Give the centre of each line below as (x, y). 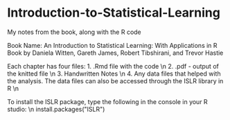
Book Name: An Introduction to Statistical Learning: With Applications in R (112, 45)
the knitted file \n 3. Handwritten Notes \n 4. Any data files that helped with (114, 74)
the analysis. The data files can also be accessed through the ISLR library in (115, 80)
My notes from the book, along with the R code (74, 32)
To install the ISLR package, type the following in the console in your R (107, 101)
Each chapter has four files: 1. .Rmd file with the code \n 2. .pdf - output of (113, 66)
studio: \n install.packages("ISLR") (56, 109)
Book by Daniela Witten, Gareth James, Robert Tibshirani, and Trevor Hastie (115, 53)
